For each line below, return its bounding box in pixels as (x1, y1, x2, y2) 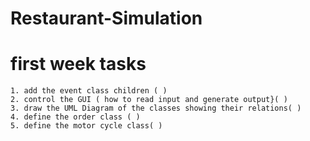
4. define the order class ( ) (10, 112, 141, 122)
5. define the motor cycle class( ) (10, 121, 163, 131)
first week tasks (10, 53, 147, 76)
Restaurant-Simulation (10, 7, 203, 30)
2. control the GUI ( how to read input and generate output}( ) (10, 95, 288, 105)
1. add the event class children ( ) (10, 86, 168, 96)
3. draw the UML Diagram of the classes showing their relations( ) (10, 103, 302, 114)
